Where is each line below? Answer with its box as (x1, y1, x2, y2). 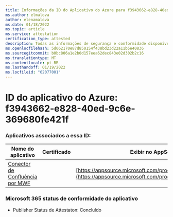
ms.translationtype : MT (5, 55, 57, 61)
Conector (8, 160, 31, 168)
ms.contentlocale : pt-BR (5, 60, 59, 65)
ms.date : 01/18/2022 (5, 22, 50, 27)
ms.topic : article (5, 27, 45, 32)
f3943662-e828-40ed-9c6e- (5, 103, 135, 115)
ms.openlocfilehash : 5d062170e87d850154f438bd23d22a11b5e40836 (5, 46, 144, 51)
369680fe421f (5, 114, 69, 125)
